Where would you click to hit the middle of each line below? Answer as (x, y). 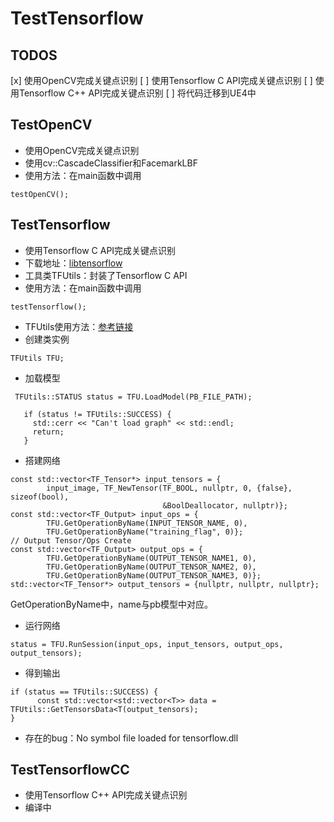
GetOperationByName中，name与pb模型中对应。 (112, 604)
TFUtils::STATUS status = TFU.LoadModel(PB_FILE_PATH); (133, 397)
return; (48, 432)
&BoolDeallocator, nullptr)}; (225, 505)
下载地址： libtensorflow (73, 263)
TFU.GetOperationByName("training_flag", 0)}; (145, 532)
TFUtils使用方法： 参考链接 (79, 326)
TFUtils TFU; (37, 358)
